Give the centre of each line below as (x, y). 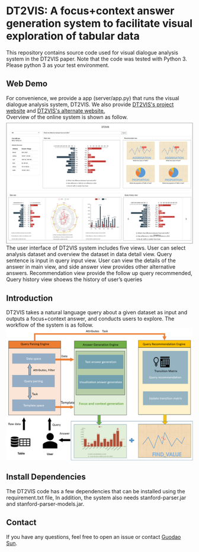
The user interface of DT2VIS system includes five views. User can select (96, 248)
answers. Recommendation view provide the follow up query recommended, (99, 273)
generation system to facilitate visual (99, 23)
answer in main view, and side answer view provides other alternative (91, 267)
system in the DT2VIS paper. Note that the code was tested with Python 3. (97, 59)
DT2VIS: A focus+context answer (90, 11)
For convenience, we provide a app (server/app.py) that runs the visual (93, 98)
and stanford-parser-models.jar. (45, 504)
